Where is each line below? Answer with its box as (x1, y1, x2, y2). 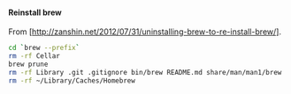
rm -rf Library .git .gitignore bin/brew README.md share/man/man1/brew (8, 68, 282, 76)
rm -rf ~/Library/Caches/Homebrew (8, 76, 136, 85)
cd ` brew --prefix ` (8, 44, 80, 53)
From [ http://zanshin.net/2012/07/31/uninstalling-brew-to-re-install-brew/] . (8, 26, 282, 37)
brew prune (8, 60, 49, 69)
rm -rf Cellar (8, 52, 61, 61)
